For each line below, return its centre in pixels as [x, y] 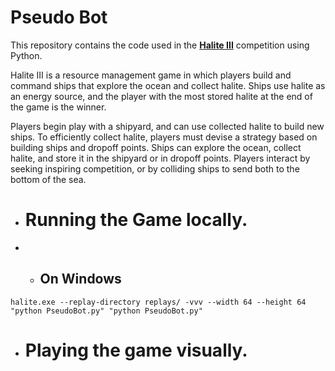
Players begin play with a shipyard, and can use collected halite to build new [167, 126]
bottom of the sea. [48, 179]
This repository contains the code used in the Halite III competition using [160, 45]
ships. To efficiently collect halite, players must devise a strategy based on [164, 137]
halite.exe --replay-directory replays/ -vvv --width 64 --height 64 [158, 302]
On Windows [80, 279]
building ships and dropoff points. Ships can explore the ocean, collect [156, 147]
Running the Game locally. [136, 220]
